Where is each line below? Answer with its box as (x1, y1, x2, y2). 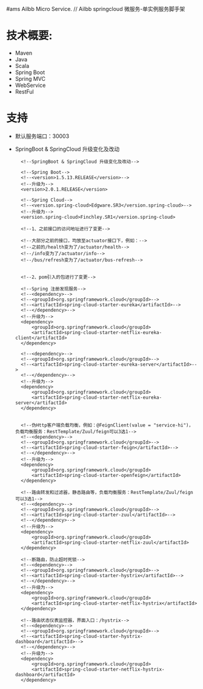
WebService (15, 81, 46, 89)
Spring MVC (15, 75, 46, 82)
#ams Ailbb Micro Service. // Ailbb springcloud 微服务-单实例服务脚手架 (6, 5, 185, 12)
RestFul (15, 87, 35, 95)
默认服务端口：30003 (15, 132, 70, 140)
